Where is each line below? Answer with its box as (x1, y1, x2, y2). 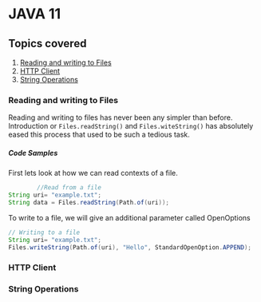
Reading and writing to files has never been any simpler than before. (8, 113, 233, 122)
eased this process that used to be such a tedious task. (8, 129, 190, 140)
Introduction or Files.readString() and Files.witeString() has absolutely (8, 121, 254, 131)
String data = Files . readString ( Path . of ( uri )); (8, 199, 170, 207)
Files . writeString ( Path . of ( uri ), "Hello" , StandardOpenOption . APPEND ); (8, 243, 251, 252)
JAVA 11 (8, 5, 61, 23)
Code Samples (8, 148, 58, 157)
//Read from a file (37, 184, 102, 192)
